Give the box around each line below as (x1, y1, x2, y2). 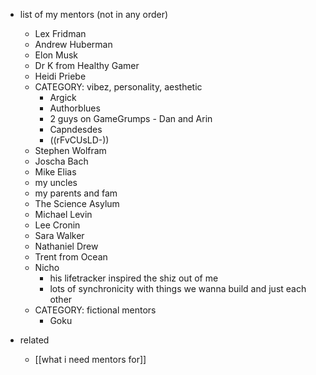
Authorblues (49, 102, 101, 114)
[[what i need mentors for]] (34, 354, 147, 365)
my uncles (34, 177, 78, 188)
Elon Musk (34, 49, 79, 61)
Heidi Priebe (34, 70, 87, 82)
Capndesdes (49, 124, 103, 135)
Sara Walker (34, 230, 85, 241)
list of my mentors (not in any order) (19, 9, 169, 20)
